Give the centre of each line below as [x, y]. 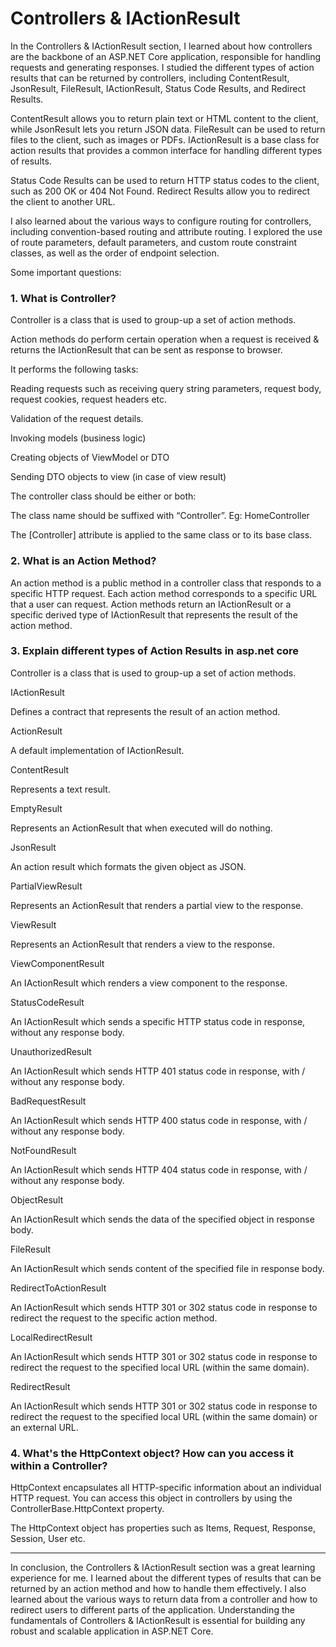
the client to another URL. [63, 201]
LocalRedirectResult [51, 1337]
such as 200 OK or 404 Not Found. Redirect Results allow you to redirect [160, 191]
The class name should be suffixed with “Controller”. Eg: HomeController [160, 516]
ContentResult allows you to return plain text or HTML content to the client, [164, 118]
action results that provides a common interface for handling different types [166, 150]
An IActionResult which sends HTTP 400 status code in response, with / [159, 1120]
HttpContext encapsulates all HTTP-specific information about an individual [166, 1488]
